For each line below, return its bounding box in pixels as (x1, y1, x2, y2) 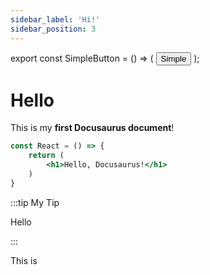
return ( (28, 151, 65, 161)
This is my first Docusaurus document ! (10, 122, 175, 134)
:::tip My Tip (10, 196, 60, 208)
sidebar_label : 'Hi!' (10, 14, 101, 25)
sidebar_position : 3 (10, 24, 97, 34)
